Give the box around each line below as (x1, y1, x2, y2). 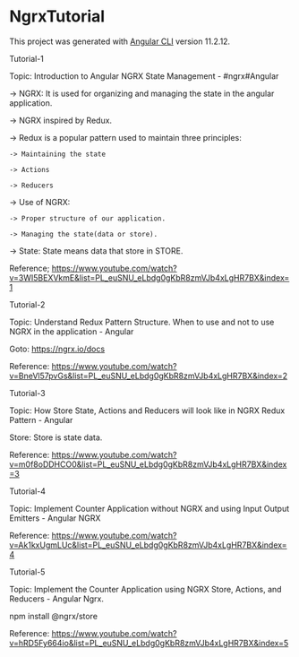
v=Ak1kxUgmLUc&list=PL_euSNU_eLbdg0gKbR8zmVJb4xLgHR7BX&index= (9, 540, 287, 550)
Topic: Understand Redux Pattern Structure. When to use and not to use (9, 316, 275, 327)
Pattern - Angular (9, 414, 73, 425)
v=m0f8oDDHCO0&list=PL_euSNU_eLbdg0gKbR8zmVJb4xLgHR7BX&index (9, 459, 287, 470)
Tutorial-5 (9, 566, 46, 577)
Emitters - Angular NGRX (9, 513, 101, 523)
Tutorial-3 (9, 387, 47, 398)
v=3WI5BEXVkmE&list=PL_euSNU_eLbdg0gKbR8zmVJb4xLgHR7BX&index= (9, 272, 290, 283)
